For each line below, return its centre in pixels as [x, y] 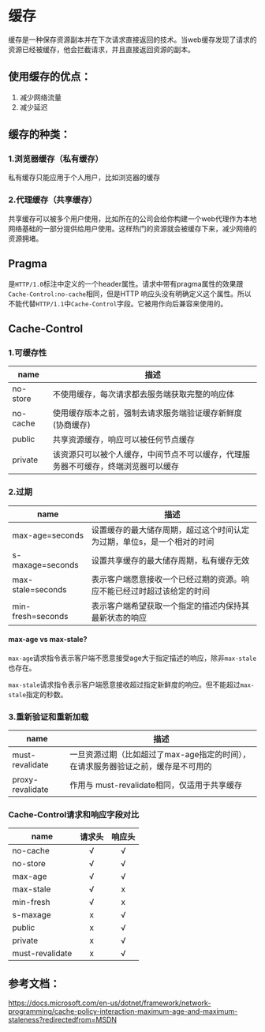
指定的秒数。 [47, 694]
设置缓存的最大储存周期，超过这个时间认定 [170, 530]
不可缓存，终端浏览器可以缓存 [124, 467]
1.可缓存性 [28, 352]
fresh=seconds [40, 616]
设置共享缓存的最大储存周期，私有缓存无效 [170, 560]
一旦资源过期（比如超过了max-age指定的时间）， [160, 755]
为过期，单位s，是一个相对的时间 [153, 542]
